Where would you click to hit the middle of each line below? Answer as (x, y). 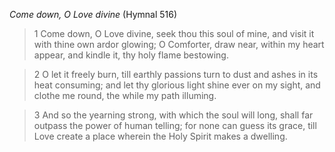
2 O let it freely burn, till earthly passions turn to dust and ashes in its (176, 74)
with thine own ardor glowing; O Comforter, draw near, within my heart (179, 44)
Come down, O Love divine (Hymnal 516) (93, 14)
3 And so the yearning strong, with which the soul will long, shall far (173, 115)
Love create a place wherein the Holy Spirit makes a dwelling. (160, 136)
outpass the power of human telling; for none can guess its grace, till (175, 125)
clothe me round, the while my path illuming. (125, 95)
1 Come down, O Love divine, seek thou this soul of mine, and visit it (174, 33)
